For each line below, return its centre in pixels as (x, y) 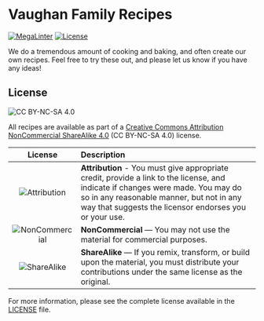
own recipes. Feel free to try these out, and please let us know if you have (128, 60)
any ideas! (25, 67)
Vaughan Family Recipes (90, 15)
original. (95, 282)
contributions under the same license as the (161, 272)
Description (103, 155)
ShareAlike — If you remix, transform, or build (165, 252)
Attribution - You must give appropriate (155, 168)
